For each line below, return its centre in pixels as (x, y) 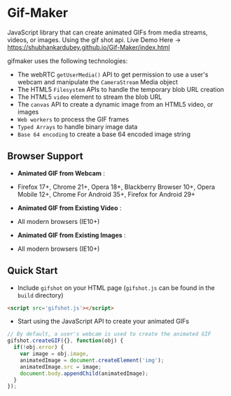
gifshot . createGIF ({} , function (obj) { (65, 341)
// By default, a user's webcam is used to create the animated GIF (109, 334)
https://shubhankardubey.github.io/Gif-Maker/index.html (89, 47)
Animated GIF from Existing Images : (71, 235)
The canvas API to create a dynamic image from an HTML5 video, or (115, 104)
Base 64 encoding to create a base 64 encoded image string (104, 134)
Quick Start (33, 271)
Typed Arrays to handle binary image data (77, 126)
